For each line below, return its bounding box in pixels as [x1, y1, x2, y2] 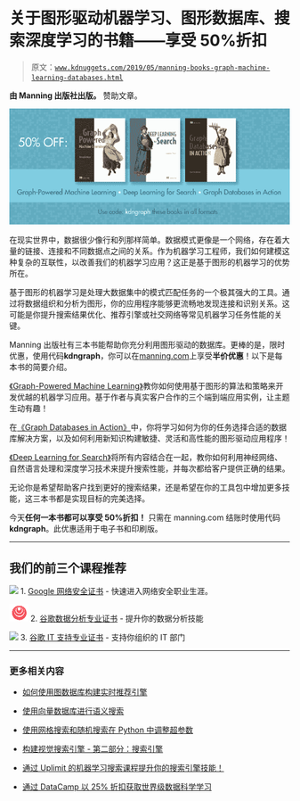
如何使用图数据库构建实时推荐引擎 [21, 687, 148, 698]
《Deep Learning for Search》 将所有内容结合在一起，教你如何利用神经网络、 [9, 452, 283, 463]
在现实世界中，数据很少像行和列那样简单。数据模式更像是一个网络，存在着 [9, 235, 282, 245]
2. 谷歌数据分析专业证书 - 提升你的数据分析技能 [29, 613, 204, 624]
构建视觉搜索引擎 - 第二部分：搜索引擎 [21, 744, 164, 755]
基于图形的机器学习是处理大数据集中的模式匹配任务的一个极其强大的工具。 [9, 287, 282, 298]
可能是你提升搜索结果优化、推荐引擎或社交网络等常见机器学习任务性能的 [9, 310, 274, 320]
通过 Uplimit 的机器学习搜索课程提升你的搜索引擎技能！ [21, 763, 224, 773]
